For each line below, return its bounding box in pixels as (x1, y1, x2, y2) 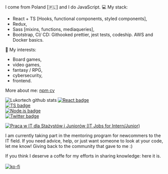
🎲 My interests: (5, 47, 37, 53)
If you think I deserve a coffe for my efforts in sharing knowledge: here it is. (5, 153, 161, 159)
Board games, (12, 57, 42, 62)
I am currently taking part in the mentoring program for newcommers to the (5, 132, 161, 138)
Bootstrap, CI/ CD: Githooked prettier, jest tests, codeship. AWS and (12, 32, 153, 38)
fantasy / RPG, (12, 67, 43, 73)
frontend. (12, 78, 32, 84)
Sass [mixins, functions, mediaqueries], (12, 27, 95, 32)
